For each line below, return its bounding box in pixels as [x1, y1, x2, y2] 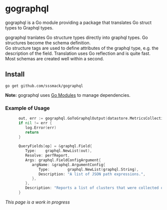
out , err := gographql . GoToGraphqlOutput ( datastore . [18, 116, 130, 121]
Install [5, 70, 25, 79]
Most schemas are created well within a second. [5, 55, 104, 61]
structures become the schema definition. [5, 39, 91, 45]
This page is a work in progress [5, 199, 70, 205]
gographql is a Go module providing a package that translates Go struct [5, 19, 152, 25]
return [25, 130, 39, 135]
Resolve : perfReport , [25, 153, 70, 158]
